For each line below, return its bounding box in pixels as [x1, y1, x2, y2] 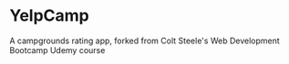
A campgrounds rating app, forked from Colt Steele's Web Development [9, 35, 280, 46]
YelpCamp [9, 5, 89, 26]
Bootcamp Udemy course [9, 44, 106, 55]
